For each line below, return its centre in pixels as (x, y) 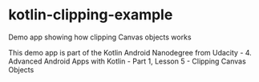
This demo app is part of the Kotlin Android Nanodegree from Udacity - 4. (130, 52)
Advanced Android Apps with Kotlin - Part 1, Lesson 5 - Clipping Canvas (127, 61)
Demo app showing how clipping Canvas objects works (100, 37)
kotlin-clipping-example (91, 15)
